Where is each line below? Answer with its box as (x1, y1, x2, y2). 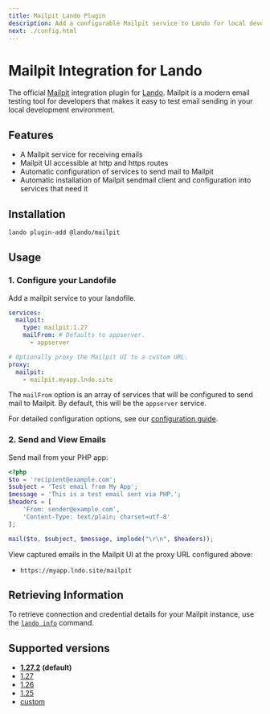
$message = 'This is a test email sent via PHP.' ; (8, 490, 182, 499)
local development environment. (8, 105, 115, 115)
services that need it (19, 184, 88, 194)
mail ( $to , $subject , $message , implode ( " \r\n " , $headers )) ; (8, 535, 215, 543)
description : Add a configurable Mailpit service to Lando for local (8, 19, 247, 27)
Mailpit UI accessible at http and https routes (19, 158, 169, 168)
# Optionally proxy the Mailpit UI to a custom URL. (8, 353, 189, 361)
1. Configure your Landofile (8, 275, 117, 286)
